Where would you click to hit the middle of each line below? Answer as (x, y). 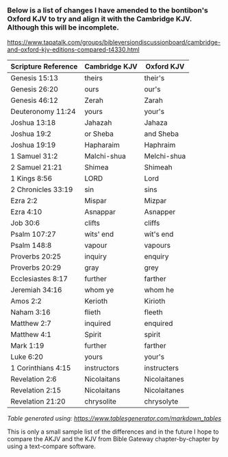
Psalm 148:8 (31, 246)
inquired (98, 323)
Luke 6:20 (27, 357)
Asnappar (100, 212)
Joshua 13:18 (33, 123)
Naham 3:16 (31, 312)
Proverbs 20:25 (36, 257)
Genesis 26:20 (34, 89)
